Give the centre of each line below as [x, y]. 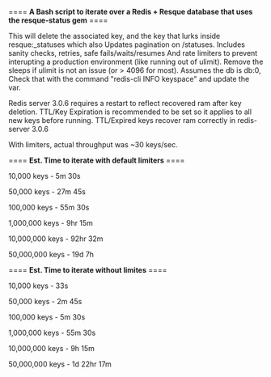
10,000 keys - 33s [38, 286]
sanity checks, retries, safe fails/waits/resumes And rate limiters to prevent [133, 53]
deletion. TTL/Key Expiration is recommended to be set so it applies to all [130, 112]
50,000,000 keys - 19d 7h [51, 254]
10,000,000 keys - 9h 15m [52, 348]
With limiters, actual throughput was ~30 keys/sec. [93, 144]
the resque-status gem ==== [58, 20]
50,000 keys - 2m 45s [45, 301]
